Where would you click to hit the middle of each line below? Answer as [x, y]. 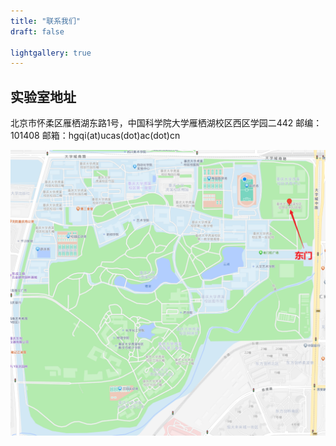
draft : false [37, 31]
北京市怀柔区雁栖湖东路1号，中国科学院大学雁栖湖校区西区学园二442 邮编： [166, 123]
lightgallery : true [51, 53]
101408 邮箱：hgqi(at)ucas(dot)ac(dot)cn [95, 136]
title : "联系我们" [46, 21]
